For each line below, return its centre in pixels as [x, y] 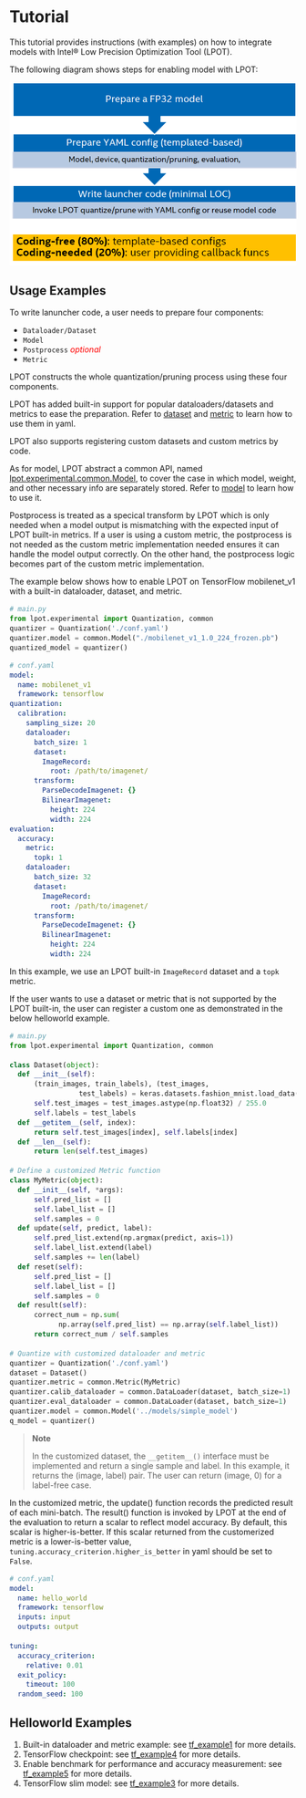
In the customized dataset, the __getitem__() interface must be [150, 1456]
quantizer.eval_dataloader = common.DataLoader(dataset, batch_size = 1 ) [148, 1402]
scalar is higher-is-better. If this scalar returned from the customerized [142, 1532]
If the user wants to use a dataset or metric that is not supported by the [143, 998]
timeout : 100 [51, 1685]
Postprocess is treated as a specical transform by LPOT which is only [140, 515]
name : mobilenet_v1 [55, 685]
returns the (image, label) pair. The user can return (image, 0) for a [157, 1475]
